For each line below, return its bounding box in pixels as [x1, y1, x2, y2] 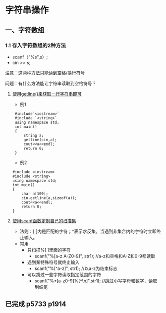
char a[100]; [21, 191, 49, 196]
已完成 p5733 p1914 [5, 300, 66, 309]
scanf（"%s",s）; [12, 54, 48, 60]
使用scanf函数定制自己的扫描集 [12, 217, 76, 223]
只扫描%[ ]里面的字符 [27, 247, 71, 253]
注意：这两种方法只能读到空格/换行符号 [5, 70, 85, 76]
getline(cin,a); [23, 137, 57, 142]
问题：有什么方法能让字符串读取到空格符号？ [5, 80, 97, 86]
